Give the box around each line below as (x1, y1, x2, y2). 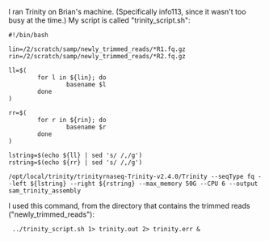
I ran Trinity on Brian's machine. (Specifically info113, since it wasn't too (8, 7, 246, 16)
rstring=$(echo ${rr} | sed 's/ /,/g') (8, 159, 143, 167)
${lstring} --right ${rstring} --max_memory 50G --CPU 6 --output (29, 180, 258, 188)
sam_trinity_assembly (8, 187, 82, 195)
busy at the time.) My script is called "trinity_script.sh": (8, 15, 191, 25)
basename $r (65, 123, 107, 131)
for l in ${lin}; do (37, 74, 107, 82)
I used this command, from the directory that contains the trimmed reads (8, 201, 250, 210)
